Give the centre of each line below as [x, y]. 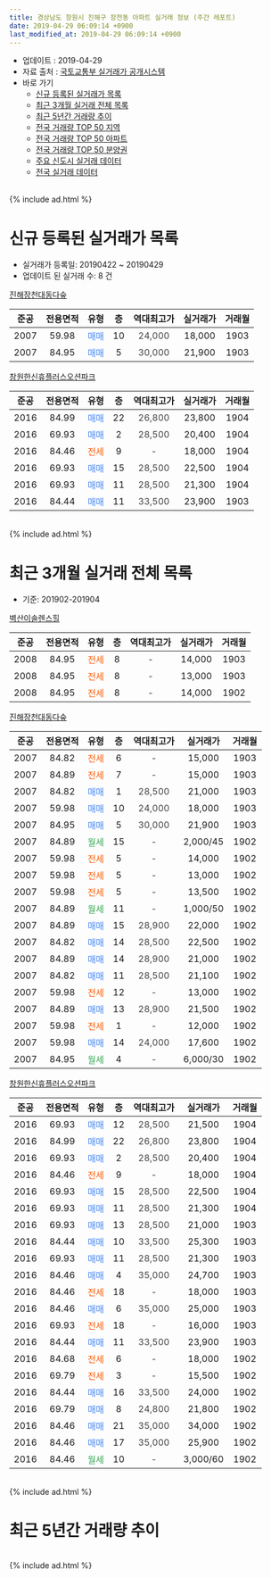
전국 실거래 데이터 [66, 172]
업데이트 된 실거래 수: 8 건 [67, 276]
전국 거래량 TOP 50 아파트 [81, 138]
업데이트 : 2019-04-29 [62, 61]
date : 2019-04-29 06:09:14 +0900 [71, 26]
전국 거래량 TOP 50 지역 [78, 128]
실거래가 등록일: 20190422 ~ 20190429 [93, 265]
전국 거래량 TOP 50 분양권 [81, 150]
